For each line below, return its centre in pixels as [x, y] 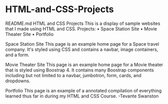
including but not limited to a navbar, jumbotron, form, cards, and [73, 75]
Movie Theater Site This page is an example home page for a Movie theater [84, 64]
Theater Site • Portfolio [30, 34]
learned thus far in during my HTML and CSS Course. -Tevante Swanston [82, 96]
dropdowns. [18, 81]
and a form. [17, 55]
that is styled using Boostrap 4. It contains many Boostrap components [80, 70]
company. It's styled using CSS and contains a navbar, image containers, [82, 49]
